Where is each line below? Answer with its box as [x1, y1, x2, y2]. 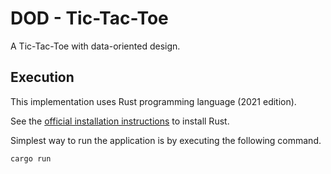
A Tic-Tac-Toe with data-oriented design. [10, 40, 181, 52]
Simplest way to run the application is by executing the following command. [10, 134, 322, 146]
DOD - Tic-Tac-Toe [10, 7, 169, 30]
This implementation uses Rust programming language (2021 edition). [10, 95, 297, 107]
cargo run [10, 153, 52, 164]
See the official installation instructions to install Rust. [10, 115, 230, 127]
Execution [10, 69, 75, 86]
